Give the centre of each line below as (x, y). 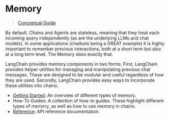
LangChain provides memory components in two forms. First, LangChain (81, 64)
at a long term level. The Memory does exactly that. (59, 54)
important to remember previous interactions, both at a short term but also (83, 49)
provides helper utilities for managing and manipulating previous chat (78, 69)
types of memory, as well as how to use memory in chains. (74, 106)
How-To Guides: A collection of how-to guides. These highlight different (88, 101)
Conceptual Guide (37, 23)
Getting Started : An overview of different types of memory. (74, 95)
